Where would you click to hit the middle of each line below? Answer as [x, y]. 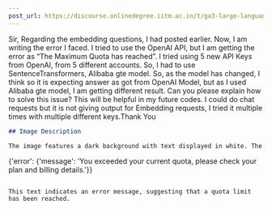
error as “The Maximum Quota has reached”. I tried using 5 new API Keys [130, 56]
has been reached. [39, 199]
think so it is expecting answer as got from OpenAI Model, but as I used [127, 82]
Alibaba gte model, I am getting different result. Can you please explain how [135, 91]
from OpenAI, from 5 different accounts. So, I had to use [102, 65]
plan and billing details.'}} [51, 170]
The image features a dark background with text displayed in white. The [136, 146]
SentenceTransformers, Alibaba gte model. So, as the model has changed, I [134, 73]
